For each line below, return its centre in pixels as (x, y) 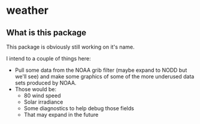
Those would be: (36, 89)
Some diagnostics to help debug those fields (79, 108)
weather (28, 10)
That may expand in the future (61, 115)
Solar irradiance (43, 102)
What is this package (46, 33)
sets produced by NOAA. (46, 83)
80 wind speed (42, 96)
